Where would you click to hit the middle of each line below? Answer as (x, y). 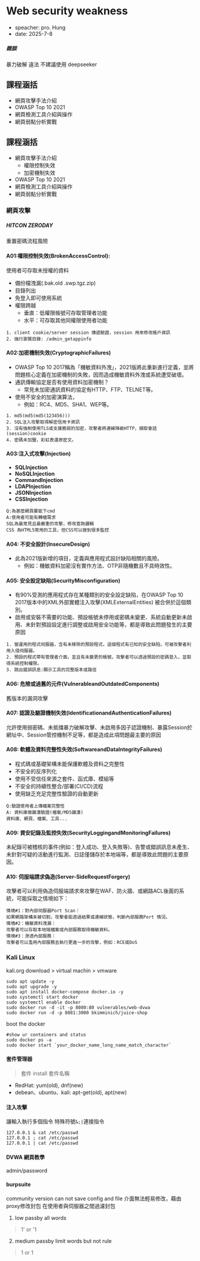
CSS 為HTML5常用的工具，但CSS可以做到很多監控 (58, 530)
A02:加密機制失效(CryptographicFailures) (59, 353)
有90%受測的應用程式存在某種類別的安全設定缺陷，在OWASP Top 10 (99, 595)
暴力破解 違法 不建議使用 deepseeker (51, 64)
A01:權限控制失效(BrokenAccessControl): (58, 256)
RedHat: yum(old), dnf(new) (49, 1085)
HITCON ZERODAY (30, 225)
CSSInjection (31, 499)
